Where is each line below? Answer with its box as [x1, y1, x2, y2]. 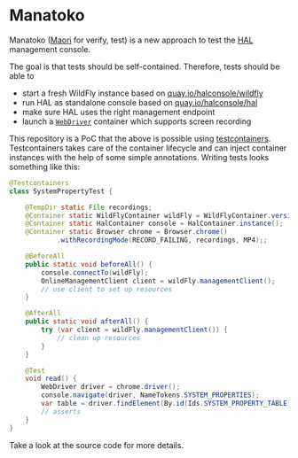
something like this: [9, 161, 81, 172]
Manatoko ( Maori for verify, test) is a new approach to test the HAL [9, 35, 254, 45]
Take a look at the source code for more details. [9, 439, 184, 450]
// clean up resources [56, 333, 141, 342]
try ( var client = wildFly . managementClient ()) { [41, 325, 228, 335]
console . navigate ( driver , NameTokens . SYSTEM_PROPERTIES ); [41, 391, 260, 400]
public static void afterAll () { [25, 317, 149, 326]
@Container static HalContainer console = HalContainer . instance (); [25, 219, 284, 229]
